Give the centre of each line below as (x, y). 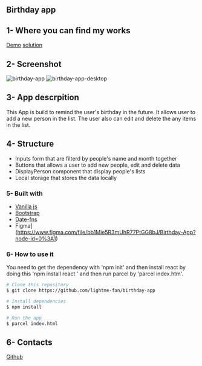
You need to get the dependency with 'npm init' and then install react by (96, 268)
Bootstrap (27, 213)
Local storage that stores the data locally (66, 178)
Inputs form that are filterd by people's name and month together (96, 158)
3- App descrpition (43, 98)
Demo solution (24, 45)
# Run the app (24, 318)
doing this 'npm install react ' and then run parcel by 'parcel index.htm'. (95, 274)
